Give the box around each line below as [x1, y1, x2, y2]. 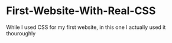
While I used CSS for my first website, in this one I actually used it [6, 24, 166, 31]
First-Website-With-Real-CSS [6, 4, 156, 18]
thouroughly [6, 29, 36, 37]
